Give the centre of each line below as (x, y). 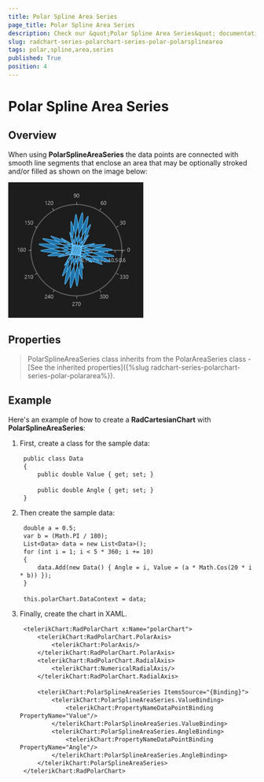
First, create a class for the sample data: (85, 443)
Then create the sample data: (67, 512)
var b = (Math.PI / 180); (66, 536)
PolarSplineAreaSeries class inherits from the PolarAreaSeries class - (139, 359)
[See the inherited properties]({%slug (88, 367)
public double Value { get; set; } (95, 474)
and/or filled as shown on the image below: (78, 171)
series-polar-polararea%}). (71, 375)
